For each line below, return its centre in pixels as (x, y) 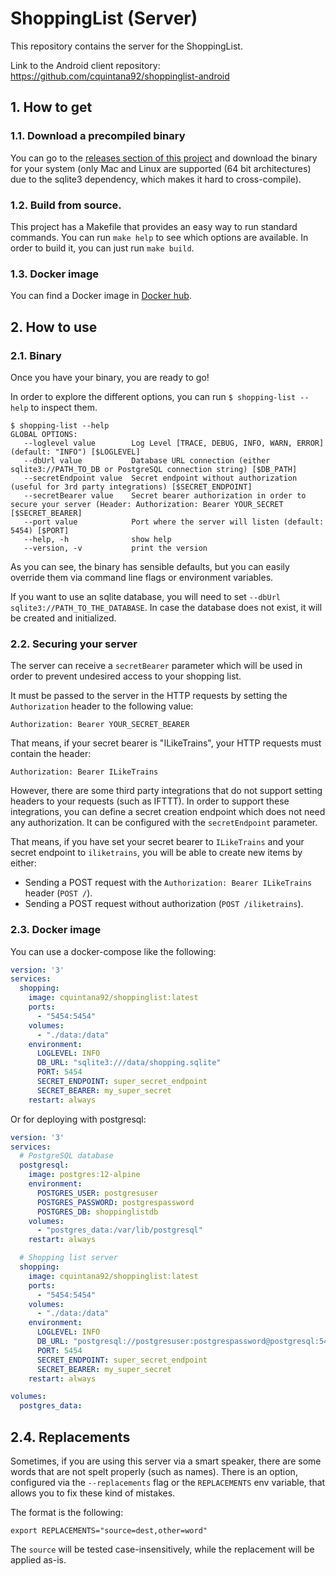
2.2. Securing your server (74, 644)
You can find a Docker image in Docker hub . (101, 296)
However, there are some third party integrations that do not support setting (166, 791)
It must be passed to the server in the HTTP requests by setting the (149, 696)
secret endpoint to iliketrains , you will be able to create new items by (156, 853)
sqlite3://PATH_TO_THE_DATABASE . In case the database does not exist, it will (166, 607)
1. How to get (51, 107)
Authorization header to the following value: (102, 706)
